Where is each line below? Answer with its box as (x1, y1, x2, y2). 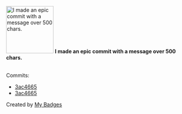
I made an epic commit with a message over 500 (54, 48, 176, 55)
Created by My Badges (6, 101, 62, 108)
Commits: (6, 72, 30, 79)
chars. (6, 54, 22, 61)
